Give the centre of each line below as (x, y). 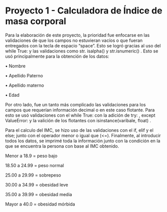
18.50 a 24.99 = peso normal (35, 165)
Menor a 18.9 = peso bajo (31, 156)
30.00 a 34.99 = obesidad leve (37, 185)
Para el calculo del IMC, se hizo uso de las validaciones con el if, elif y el (79, 130)
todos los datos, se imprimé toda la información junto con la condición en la (83, 141)
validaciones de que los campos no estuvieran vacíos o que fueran (74, 40)
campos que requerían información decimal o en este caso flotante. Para (80, 110)
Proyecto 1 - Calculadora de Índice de (84, 11)
